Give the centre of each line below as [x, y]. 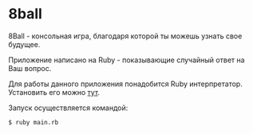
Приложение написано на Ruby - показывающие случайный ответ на [126, 60]
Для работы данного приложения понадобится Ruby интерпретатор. [126, 84]
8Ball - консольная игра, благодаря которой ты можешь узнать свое [125, 36]
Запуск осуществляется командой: [68, 108]
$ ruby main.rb [34, 122]
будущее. [24, 44]
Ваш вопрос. [30, 68]
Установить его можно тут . [54, 92]
